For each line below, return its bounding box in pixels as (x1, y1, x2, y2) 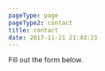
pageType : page (8, 11, 59, 20)
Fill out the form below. (8, 55, 84, 65)
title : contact (8, 26, 59, 34)
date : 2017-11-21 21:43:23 (8, 33, 98, 42)
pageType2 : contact (8, 19, 73, 27)
